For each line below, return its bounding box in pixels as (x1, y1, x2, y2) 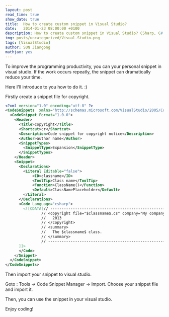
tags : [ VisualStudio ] (5, 40, 51, 45)
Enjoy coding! (5, 306, 34, 312)
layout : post (5, 7, 33, 13)
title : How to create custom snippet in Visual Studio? (5, 21, 127, 27)
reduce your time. (5, 74, 42, 80)
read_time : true (5, 12, 39, 17)
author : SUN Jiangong (5, 45, 51, 50)
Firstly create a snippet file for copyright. (5, 94, 90, 100)
